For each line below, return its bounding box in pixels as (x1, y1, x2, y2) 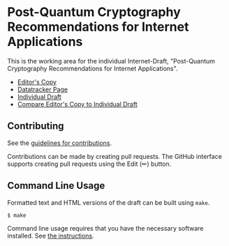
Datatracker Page (17, 85, 68, 93)
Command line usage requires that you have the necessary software (7, 224, 204, 233)
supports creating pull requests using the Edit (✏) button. (7, 160, 172, 168)
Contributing (7, 120, 64, 132)
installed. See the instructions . (7, 231, 94, 240)
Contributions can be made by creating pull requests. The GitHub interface (7, 152, 222, 160)
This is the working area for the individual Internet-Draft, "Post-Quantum (7, 56, 215, 65)
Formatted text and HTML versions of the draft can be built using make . (7, 198, 210, 206)
